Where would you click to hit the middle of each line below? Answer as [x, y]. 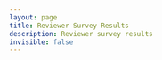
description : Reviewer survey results [81, 34]
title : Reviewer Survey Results [69, 26]
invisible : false [41, 42]
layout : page [33, 17]
